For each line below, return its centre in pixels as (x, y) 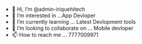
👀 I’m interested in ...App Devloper (54, 15)
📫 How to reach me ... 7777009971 (55, 35)
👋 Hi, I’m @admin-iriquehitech (48, 9)
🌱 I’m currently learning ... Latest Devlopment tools (74, 22)
